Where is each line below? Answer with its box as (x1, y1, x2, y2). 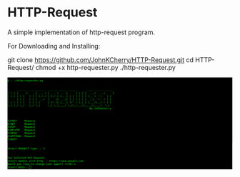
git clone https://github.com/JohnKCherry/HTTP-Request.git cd (7, 55, 194, 64)
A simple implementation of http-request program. (7, 28, 156, 36)
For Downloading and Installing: (7, 41, 101, 50)
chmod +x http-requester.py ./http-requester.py (35, 63, 176, 71)
